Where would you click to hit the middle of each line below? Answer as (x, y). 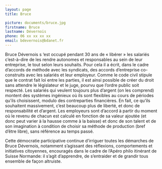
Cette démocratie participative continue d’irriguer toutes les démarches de (79, 141)
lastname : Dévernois (26, 32)
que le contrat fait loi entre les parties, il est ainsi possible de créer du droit (79, 80)
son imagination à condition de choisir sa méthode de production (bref (75, 126)
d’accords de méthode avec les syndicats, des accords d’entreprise (72, 70)
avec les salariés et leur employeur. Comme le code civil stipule (89, 75)
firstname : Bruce (22, 27)
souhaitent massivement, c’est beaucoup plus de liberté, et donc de (73, 106)
